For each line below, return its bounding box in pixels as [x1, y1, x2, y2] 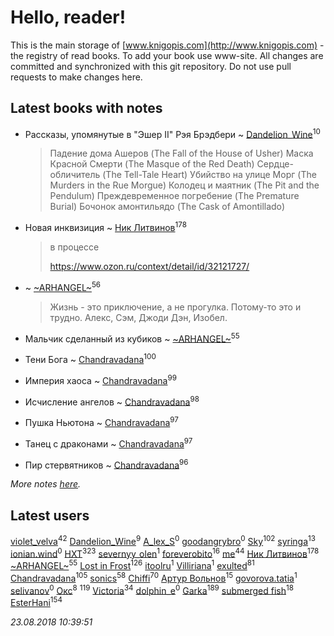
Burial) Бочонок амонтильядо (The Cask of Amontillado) [49, 201, 286, 213]
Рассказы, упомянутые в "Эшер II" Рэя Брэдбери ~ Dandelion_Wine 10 [24, 126, 321, 140]
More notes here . [10, 478, 82, 490]
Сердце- [256, 158, 294, 170]
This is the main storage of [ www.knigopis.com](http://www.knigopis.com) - [10, 39, 325, 51]
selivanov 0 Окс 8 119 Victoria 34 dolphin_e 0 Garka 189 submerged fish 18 [10, 582, 294, 596]
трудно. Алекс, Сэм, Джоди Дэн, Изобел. [49, 311, 228, 323]
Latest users [10, 507, 90, 524]
